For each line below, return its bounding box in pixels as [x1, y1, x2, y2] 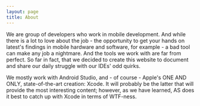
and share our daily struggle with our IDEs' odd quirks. [6, 62, 141, 69]
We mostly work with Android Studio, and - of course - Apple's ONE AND [6, 74, 187, 81]
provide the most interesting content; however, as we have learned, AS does [6, 86, 195, 93]
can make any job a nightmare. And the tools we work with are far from [6, 49, 181, 57]
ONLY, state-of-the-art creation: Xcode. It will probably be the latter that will [6, 80, 194, 87]
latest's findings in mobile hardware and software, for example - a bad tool [6, 43, 190, 51]
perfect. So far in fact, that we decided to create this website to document [6, 56, 189, 63]
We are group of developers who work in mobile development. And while [6, 30, 186, 38]
